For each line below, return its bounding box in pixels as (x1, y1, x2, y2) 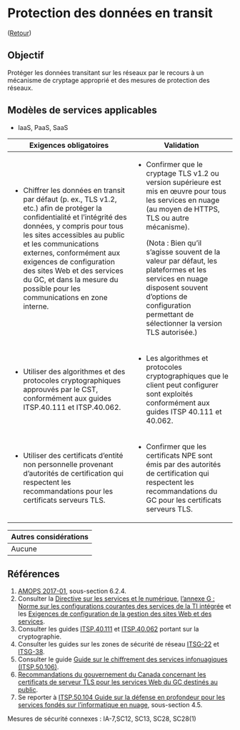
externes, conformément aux (23, 248, 121, 258)
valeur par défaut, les (146, 256, 218, 266)
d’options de (146, 291, 188, 301)
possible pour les (23, 284, 81, 294)
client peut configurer (146, 380, 219, 390)
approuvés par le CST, (23, 384, 99, 394)
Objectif (7, 49, 44, 61)
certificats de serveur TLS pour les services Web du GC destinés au (17, 678, 218, 686)
